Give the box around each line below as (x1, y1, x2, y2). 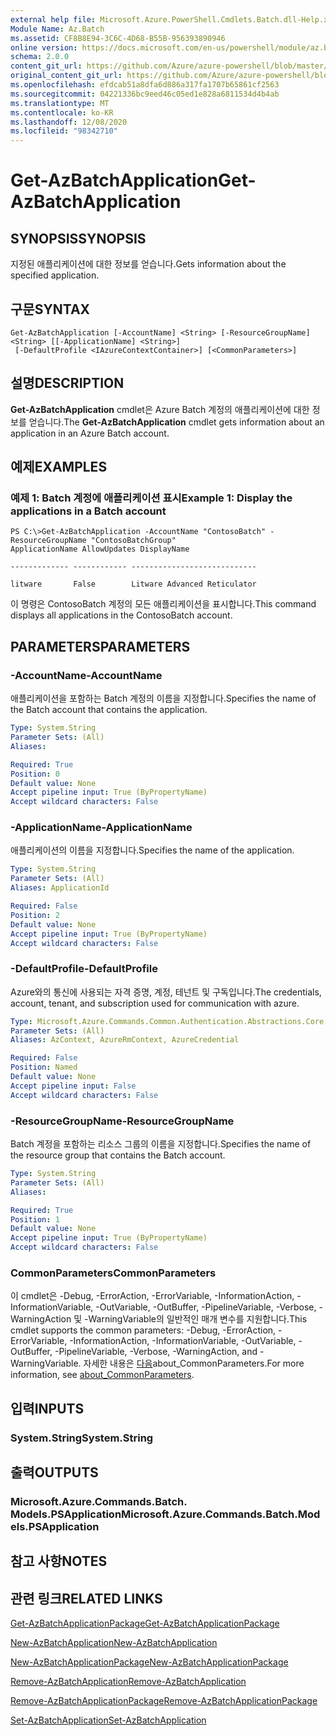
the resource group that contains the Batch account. (10, 1149, 226, 1161)
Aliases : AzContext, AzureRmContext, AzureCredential (10, 1035, 240, 1045)
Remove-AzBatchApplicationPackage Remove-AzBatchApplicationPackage (10, 1695, 318, 1707)
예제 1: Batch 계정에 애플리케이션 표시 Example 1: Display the (10, 491, 293, 505)
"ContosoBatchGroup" (90, 536, 177, 546)
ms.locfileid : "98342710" (10, 126, 118, 136)
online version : (10, 42, 78, 53)
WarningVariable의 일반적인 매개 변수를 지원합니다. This (88, 1313, 308, 1325)
